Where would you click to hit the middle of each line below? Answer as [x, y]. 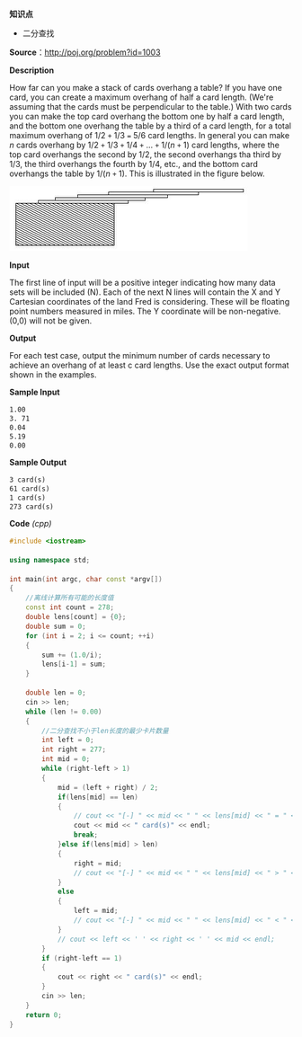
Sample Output [38, 462]
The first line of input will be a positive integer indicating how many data [142, 283]
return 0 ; [44, 1015]
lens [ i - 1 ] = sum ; [74, 664]
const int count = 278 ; [70, 607]
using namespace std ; [50, 560]
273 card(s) [31, 507]
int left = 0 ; [68, 740]
